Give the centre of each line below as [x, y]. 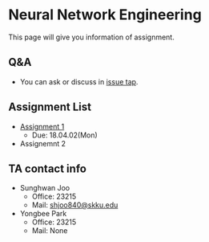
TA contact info [47, 168]
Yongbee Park [43, 214]
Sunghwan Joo [45, 188]
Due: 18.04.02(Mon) [64, 135]
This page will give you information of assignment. [91, 37]
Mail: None [50, 231]
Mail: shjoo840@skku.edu [75, 205]
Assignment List [50, 107]
